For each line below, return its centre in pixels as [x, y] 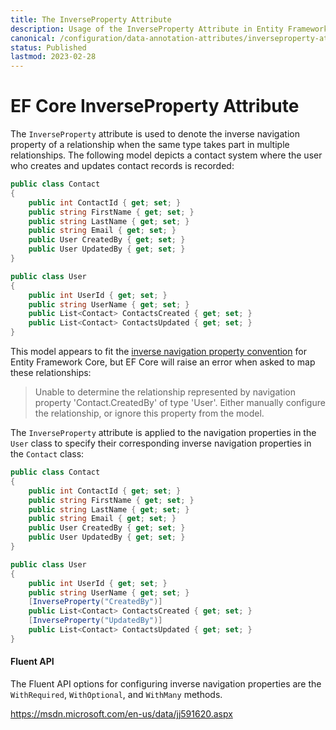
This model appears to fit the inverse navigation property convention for [158, 352]
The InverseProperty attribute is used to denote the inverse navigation [155, 134]
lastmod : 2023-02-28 [53, 57]
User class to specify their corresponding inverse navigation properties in [161, 443]
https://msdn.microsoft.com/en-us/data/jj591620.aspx [121, 714]
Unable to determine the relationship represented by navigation [165, 392]
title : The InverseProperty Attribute [91, 19]
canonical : [33, 38]
